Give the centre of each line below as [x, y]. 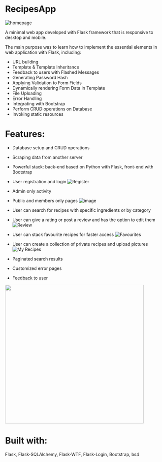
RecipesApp [31, 9]
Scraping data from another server [47, 157]
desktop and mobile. [26, 37]
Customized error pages [37, 268]
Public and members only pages [45, 200]
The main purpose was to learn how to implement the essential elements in [81, 47]
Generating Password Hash [40, 77]
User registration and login [39, 181]
